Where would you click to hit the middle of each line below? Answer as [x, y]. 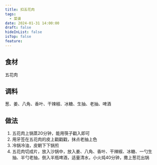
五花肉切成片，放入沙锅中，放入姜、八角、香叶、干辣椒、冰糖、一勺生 [82, 151]
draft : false [18, 28]
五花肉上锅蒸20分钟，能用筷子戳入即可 [51, 133]
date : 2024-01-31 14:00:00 [32, 23]
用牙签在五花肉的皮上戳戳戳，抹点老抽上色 [55, 139]
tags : [10, 14]
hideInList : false [24, 32]
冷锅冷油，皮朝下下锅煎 [35, 146]
